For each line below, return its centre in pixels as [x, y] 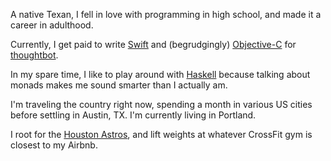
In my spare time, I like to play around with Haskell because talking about [160, 74]
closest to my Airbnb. [54, 145]
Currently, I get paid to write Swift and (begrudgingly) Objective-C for [153, 44]
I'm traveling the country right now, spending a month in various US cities [161, 104]
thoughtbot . [34, 55]
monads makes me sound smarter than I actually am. [119, 85]
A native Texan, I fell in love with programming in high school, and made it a [166, 14]
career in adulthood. [52, 25]
